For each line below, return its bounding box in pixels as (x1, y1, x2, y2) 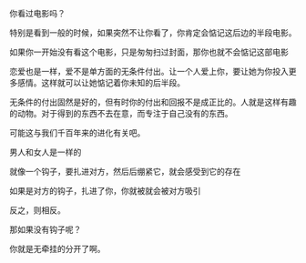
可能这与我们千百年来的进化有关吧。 (9, 127, 146, 138)
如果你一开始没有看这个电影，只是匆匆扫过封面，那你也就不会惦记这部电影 (9, 46, 289, 57)
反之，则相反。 (9, 205, 66, 216)
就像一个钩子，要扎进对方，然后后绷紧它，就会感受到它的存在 (9, 167, 241, 177)
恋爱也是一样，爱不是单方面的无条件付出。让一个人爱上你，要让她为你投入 (9, 66, 289, 76)
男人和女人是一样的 (9, 147, 82, 157)
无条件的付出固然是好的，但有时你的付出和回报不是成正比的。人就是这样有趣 (9, 96, 297, 107)
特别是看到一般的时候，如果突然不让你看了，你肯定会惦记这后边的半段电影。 (9, 27, 297, 38)
